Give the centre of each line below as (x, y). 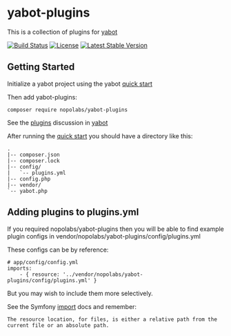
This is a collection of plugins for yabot (62, 32)
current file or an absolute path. (58, 325)
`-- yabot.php (28, 191)
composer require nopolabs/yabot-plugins (68, 110)
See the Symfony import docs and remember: (72, 306)
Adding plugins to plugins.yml (73, 212)
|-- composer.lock (33, 160)
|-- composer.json (33, 155)
